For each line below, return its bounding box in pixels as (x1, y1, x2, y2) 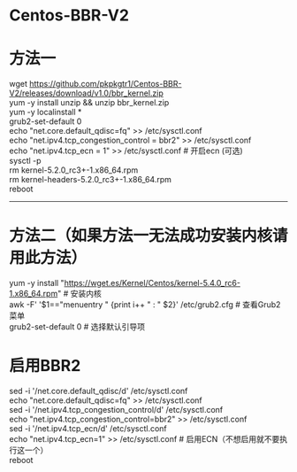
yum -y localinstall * (9, 107, 82, 118)
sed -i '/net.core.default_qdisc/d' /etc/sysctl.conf (9, 386, 188, 396)
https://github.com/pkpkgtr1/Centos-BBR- (29, 79, 182, 89)
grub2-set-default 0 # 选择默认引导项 (9, 321, 146, 332)
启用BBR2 (9, 356, 81, 376)
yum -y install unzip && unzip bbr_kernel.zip (9, 97, 170, 108)
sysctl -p (9, 156, 42, 166)
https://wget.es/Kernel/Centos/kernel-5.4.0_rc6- (64, 278, 241, 289)
